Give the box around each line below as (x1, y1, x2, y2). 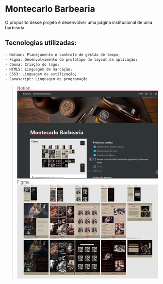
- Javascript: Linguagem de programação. (5, 76, 90, 81)
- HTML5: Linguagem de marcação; (5, 67, 73, 71)
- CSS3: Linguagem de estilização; (5, 71, 77, 76)
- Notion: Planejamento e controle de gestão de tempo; (5, 52, 120, 57)
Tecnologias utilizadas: (5, 39, 77, 47)
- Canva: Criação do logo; (5, 62, 60, 67)
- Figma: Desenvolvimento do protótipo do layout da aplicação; (5, 57, 138, 62)
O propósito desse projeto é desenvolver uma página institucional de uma (5, 19, 153, 25)
